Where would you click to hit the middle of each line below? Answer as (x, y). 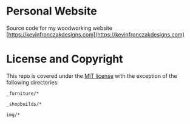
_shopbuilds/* (24, 104)
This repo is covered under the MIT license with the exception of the (92, 76)
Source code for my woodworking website (59, 28)
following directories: (33, 82)
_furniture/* (23, 93)
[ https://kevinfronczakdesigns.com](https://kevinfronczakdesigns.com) (96, 34)
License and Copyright (65, 59)
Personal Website (52, 11)
